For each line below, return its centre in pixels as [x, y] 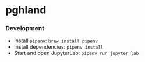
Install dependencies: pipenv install [59, 47]
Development [25, 28]
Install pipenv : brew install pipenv [56, 41]
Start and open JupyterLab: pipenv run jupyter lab [76, 53]
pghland [26, 10]
